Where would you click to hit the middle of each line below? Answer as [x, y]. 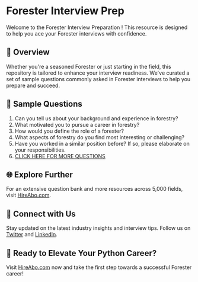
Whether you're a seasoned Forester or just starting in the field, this [89, 66]
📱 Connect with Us [41, 214]
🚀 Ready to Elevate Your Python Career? [82, 253]
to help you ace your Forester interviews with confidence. [76, 33]
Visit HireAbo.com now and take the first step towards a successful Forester [99, 267]
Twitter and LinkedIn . [32, 235]
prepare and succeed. [33, 85]
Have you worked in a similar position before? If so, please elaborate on [102, 143]
